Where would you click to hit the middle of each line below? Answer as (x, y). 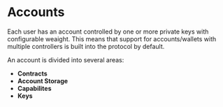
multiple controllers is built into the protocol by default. (86, 46)
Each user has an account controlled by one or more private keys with (108, 31)
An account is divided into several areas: (66, 59)
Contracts (32, 73)
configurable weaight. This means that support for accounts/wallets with (112, 38)
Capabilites (34, 88)
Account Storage (43, 80)
